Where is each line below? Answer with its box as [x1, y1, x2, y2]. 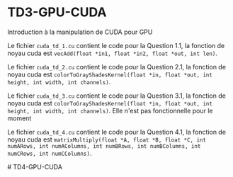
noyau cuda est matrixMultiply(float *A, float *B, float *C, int [7, 135, 207, 144]
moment [7, 114, 32, 122]
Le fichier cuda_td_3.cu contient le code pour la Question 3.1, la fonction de [7, 91, 227, 100]
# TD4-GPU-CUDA [7, 162, 62, 171]
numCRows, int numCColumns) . [7, 149, 92, 157]
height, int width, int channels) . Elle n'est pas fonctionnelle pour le [7, 106, 213, 115]
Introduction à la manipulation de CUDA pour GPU [7, 28, 153, 36]
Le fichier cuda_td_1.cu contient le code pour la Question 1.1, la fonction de [7, 41, 225, 50]
